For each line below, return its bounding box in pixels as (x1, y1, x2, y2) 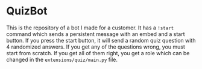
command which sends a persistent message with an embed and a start (6, 30, 185, 37)
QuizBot (6, 4, 48, 18)
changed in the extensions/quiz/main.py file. (6, 56, 118, 63)
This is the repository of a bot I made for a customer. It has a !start (6, 24, 174, 31)
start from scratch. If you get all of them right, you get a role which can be (6, 49, 190, 56)
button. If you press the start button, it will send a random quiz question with (6, 37, 196, 44)
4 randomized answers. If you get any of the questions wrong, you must (6, 43, 186, 50)
